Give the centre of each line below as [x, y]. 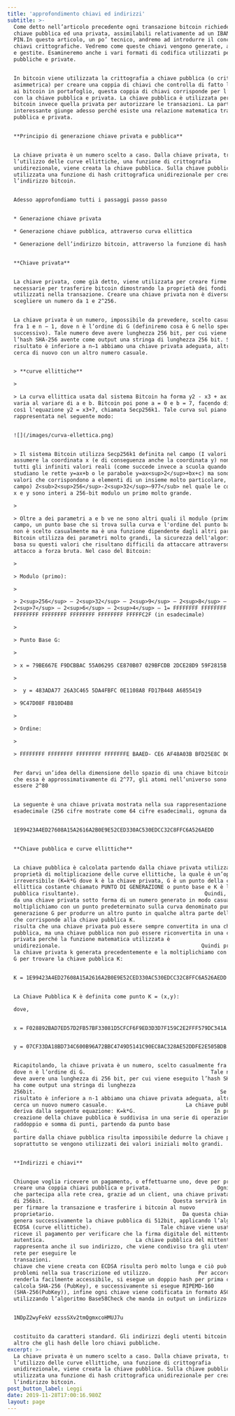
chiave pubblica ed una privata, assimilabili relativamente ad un [114, 33]
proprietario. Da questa [112, 1214]
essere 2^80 [31, 786]
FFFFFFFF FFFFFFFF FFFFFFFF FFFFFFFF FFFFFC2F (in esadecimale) [109, 615]
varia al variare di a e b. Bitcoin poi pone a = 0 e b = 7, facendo [117, 403]
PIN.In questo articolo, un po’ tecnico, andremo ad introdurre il [114, 40]
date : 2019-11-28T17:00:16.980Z [54, 1395]
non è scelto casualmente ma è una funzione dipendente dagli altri [115, 532]
